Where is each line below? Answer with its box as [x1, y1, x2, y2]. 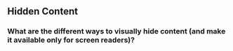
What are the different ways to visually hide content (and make [7, 27, 226, 36]
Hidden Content [7, 6, 79, 17]
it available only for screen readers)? [7, 35, 135, 45]
